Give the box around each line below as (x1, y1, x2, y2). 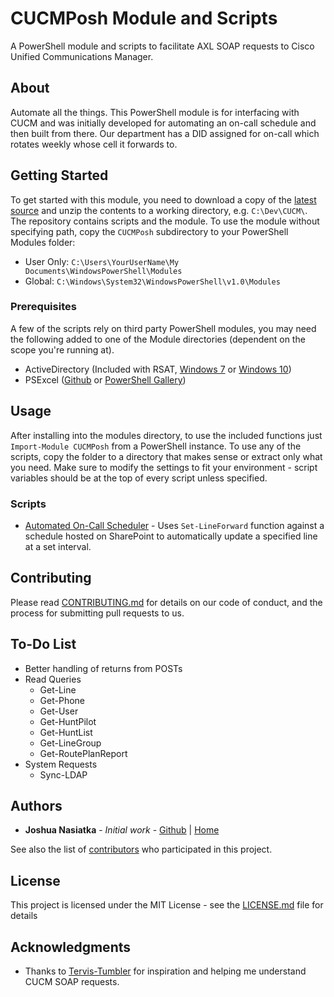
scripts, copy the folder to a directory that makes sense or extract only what (10, 450, 323, 462)
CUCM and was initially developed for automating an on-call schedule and (10, 117, 317, 129)
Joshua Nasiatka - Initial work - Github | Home (24, 824, 220, 836)
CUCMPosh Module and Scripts (10, 7, 278, 30)
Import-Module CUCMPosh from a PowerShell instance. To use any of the (10, 440, 302, 452)
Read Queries (24, 673, 82, 685)
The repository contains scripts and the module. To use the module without (10, 215, 320, 227)
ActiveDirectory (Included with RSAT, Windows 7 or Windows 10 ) (24, 363, 292, 375)
